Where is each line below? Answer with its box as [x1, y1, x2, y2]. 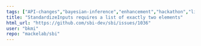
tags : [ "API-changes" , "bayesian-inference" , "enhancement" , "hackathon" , [6, 8, 188, 15]
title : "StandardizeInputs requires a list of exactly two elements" [6, 14, 184, 20]
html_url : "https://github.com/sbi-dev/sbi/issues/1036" [6, 20, 151, 26]
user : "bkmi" [6, 25, 39, 32]
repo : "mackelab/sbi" [6, 31, 60, 37]
